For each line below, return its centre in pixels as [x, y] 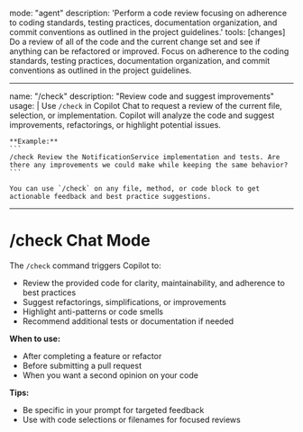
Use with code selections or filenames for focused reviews [131, 419]
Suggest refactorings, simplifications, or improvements [124, 301]
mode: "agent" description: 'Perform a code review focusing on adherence [148, 13]
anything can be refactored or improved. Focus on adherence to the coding [149, 51]
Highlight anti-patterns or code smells [93, 311]
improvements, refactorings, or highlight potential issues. [115, 125]
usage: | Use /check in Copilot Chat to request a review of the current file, [146, 106]
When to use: [35, 338]
